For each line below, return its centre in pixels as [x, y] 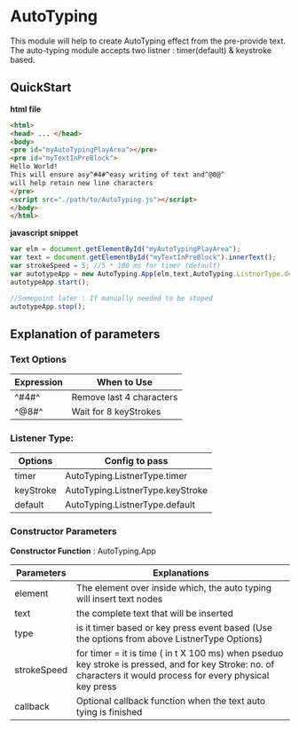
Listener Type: [42, 438]
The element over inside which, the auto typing [174, 587]
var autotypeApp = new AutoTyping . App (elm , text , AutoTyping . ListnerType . [147, 274]
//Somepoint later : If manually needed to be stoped [112, 298]
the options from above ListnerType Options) [169, 639]
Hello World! [34, 167]
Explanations [181, 572]
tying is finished [109, 711]
